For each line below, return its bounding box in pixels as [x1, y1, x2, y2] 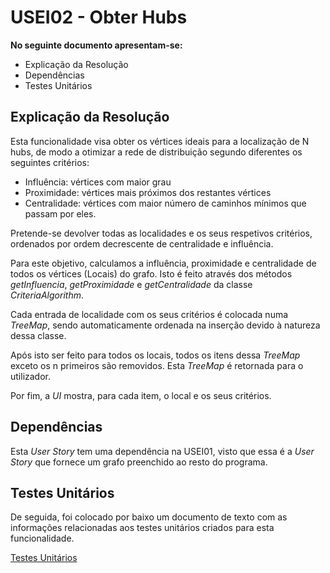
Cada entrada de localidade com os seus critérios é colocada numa [10, 308, 289, 320]
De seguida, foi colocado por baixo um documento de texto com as [10, 511, 288, 523]
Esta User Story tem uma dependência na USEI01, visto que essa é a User [10, 445, 315, 457]
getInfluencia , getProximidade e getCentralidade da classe [10, 278, 253, 290]
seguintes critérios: [10, 156, 90, 168]
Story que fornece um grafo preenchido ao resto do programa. [10, 456, 268, 468]
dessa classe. [10, 329, 67, 341]
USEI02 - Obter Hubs [10, 6, 188, 29]
